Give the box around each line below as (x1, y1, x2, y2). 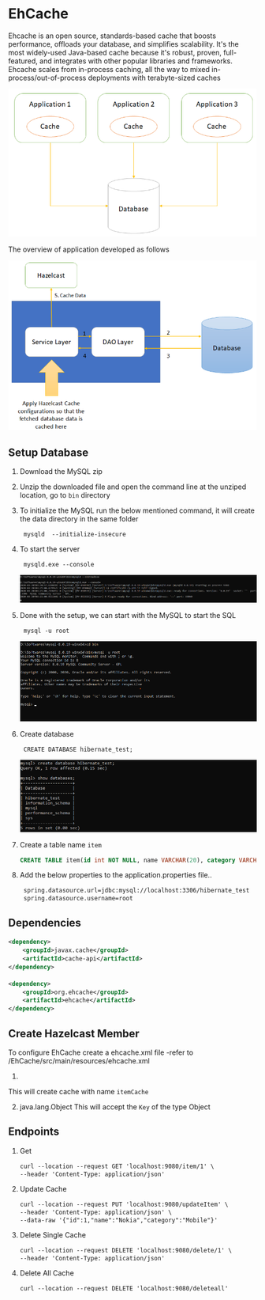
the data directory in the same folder (19, 514, 139, 523)
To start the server (19, 544, 80, 554)
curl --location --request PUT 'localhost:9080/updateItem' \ (19, 1200, 229, 1208)
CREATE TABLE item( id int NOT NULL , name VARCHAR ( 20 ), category (19, 856, 236, 864)
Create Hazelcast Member (8, 1026, 140, 1040)
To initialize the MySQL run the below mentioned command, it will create (19, 506, 255, 515)
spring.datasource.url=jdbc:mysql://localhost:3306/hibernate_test (23, 887, 250, 895)
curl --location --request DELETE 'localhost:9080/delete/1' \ (19, 1246, 233, 1254)
